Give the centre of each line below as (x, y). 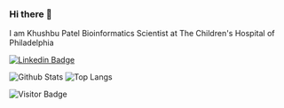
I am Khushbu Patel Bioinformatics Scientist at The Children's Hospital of (142, 34)
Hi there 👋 (31, 14)
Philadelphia (32, 42)
